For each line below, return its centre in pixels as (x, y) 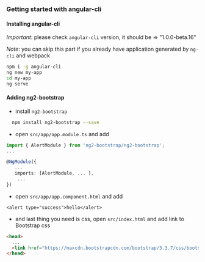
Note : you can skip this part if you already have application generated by (98, 49)
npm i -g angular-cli (34, 67)
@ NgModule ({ (21, 162)
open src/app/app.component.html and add (69, 196)
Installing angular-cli (33, 24)
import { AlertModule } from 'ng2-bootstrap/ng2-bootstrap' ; (86, 145)
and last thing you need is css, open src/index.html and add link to (100, 219)
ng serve (17, 84)
